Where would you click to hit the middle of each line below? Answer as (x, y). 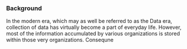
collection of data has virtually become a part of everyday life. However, (94, 27)
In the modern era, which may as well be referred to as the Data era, (89, 21)
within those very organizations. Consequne (60, 40)
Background (24, 8)
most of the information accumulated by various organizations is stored (93, 34)
